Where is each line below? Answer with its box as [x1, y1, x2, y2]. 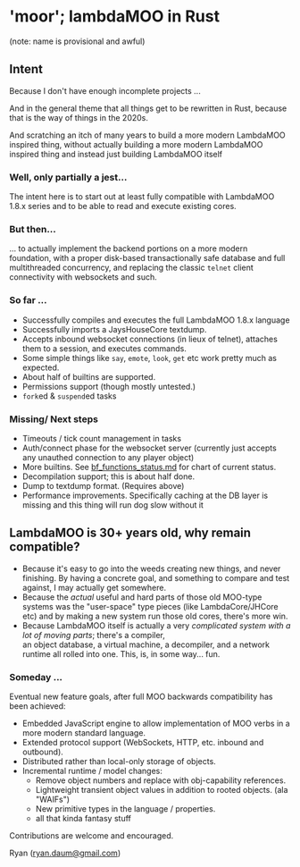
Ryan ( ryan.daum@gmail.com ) [9, 847, 121, 859]
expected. [21, 362, 60, 373]
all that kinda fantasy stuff [35, 813, 131, 824]
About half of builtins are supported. [21, 371, 156, 382]
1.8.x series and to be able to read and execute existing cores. [9, 201, 237, 212]
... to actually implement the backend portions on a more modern [9, 243, 248, 254]
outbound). [21, 746, 64, 757]
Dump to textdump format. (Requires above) [21, 480, 185, 491]
